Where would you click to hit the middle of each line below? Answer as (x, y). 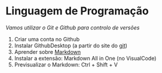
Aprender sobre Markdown (48, 51)
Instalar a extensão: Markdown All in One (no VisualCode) (85, 58)
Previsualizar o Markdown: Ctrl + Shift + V (66, 65)
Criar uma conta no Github (47, 39)
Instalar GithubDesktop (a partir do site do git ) (71, 45)
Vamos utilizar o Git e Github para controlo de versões (73, 28)
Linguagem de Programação (77, 11)
